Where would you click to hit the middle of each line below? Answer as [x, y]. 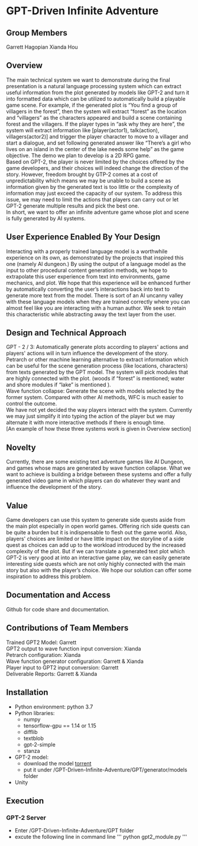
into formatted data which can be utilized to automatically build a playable [96, 98]
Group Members [37, 33]
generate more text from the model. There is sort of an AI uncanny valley [95, 295]
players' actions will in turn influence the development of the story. [87, 353]
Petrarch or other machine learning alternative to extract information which [97, 360]
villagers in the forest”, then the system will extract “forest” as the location [96, 111]
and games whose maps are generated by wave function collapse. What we [98, 468]
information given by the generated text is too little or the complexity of [92, 187]
